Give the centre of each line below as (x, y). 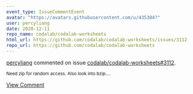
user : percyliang (28, 23)
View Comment (25, 84)
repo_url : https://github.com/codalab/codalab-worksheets (81, 46)
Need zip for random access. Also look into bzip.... (59, 74)
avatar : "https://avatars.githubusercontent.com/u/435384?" (84, 17)
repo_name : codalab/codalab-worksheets (56, 34)
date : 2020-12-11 (28, 29)
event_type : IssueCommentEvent (46, 12)
